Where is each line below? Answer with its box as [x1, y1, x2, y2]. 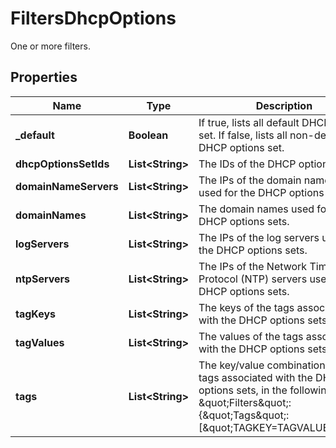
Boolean [128, 128, 169, 142]
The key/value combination [198, 358, 326, 372]
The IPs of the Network [198, 259, 308, 273]
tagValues [15, 335, 65, 349]
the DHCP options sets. [198, 243, 308, 257]
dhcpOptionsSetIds [15, 157, 110, 171]
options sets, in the [198, 383, 288, 397]
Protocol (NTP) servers [198, 272, 308, 286]
